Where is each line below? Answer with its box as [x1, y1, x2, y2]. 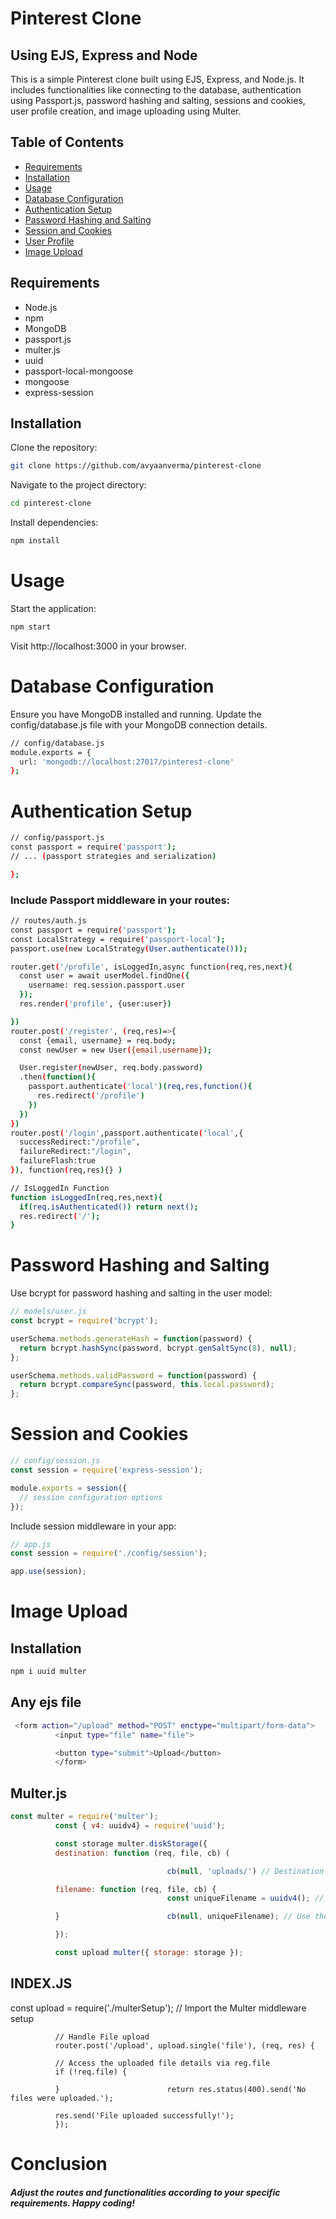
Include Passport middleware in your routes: [10, 893, 231, 907]
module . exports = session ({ [10, 1483, 128, 1493]
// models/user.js [10, 1307, 87, 1317]
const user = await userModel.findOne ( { [19, 971, 190, 981]
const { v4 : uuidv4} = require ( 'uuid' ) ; [54, 1821, 226, 1831]
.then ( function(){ [19, 1072, 97, 1082]
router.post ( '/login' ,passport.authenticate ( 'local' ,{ [10, 1128, 244, 1138]
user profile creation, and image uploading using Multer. [10, 105, 242, 117]
